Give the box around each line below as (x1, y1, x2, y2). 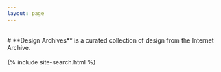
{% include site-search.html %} (7, 58, 96, 66)
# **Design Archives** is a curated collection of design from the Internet (7, 36, 214, 45)
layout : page (7, 10, 45, 17)
